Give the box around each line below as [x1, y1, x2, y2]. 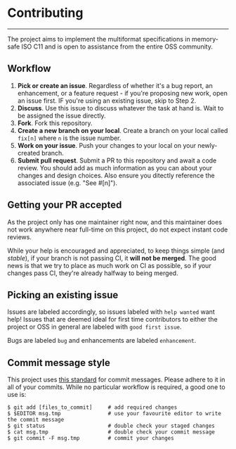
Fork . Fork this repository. [17, 118, 93, 127]
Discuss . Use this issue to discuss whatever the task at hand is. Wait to [17, 103, 224, 112]
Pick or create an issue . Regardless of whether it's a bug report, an [17, 81, 213, 89]
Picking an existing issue [7, 289, 119, 301]
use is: [7, 391, 27, 399]
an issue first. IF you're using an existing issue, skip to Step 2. [17, 96, 197, 105]
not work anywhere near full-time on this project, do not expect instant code [7, 225, 228, 234]
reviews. [7, 232, 32, 241]
